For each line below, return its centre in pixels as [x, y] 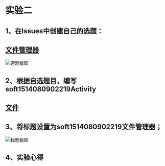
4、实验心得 [25, 158]
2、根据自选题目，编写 [41, 80]
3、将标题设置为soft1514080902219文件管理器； [84, 126]
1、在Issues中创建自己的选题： [54, 31]
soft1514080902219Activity [51, 89]
